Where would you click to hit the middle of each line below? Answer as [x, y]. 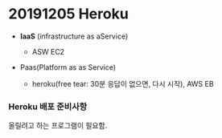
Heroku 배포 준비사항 [47, 107]
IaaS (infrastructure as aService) [74, 36]
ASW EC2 [48, 51]
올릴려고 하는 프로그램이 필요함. [58, 126]
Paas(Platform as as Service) [68, 67]
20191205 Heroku [68, 14]
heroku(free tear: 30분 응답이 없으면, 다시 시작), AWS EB [123, 83]
